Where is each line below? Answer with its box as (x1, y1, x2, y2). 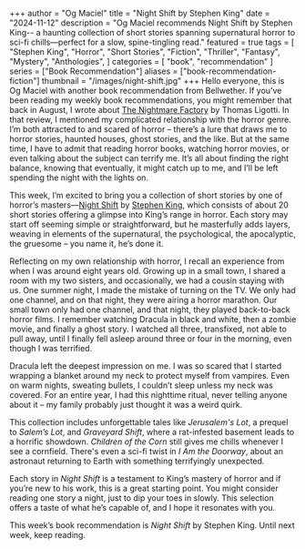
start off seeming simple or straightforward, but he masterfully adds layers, (9, 219, 291, 229)
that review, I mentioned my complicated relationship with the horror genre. (9, 114, 291, 125)
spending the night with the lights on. (9, 172, 148, 183)
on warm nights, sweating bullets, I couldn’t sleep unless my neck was (9, 380, 273, 391)
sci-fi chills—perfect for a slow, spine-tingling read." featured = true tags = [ (9, 36, 295, 47)
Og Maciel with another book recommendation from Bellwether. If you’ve (9, 86, 282, 96)
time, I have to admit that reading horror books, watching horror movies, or (9, 143, 290, 154)
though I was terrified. (9, 343, 93, 353)
